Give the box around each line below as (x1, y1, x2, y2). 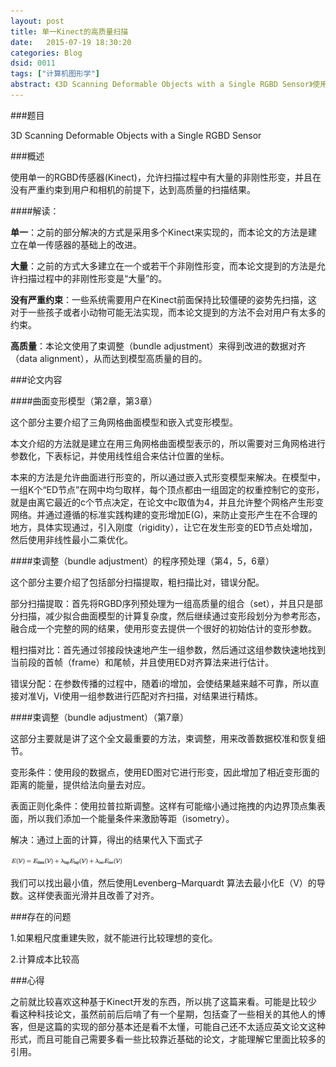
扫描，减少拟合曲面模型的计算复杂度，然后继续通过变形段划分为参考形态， (18, 610, 326, 622)
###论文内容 (10, 373, 63, 385)
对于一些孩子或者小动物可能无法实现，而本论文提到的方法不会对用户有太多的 (10, 306, 326, 318)
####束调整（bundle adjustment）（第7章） (10, 711, 189, 723)
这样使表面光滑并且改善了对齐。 (27, 889, 160, 901)
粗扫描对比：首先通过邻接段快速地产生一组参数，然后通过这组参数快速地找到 (10, 643, 326, 655)
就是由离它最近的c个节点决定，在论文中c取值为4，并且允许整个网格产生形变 (10, 496, 325, 508)
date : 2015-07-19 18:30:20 (10, 37, 132, 47)
